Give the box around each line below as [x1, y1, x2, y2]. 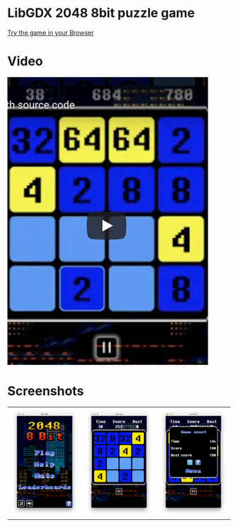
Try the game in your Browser [7, 28, 94, 37]
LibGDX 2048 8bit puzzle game [7, 5, 195, 21]
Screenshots [7, 383, 84, 399]
